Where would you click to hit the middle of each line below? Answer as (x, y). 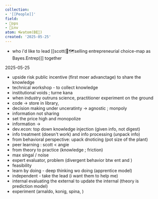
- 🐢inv (12, 28)
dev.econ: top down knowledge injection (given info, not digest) (76, 129)
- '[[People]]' (20, 14)
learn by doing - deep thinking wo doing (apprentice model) (72, 170)
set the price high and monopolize (47, 118)
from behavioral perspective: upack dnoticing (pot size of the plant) (80, 139)
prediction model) (30, 186)
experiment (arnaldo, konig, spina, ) (48, 191)
